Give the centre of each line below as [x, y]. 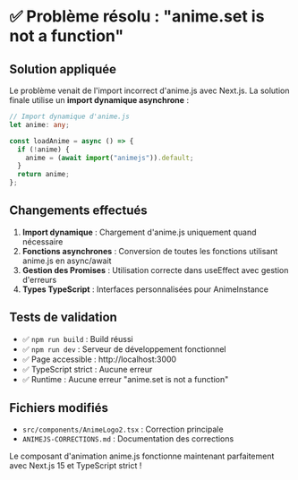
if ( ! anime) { [43, 150]
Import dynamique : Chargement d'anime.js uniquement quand [139, 232]
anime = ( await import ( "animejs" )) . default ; [110, 158]
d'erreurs [39, 279]
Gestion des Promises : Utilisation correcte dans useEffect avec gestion [155, 270]
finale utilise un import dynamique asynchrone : [99, 100]
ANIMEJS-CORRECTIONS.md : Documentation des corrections [128, 439]
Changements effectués [78, 211]
